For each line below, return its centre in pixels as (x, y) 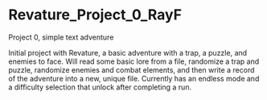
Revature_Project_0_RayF (95, 15)
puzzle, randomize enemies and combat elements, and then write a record (131, 69)
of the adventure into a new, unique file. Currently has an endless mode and (134, 78)
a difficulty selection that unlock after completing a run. (100, 87)
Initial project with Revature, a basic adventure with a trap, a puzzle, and (128, 52)
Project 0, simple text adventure (61, 37)
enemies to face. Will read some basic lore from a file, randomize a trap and (134, 61)
